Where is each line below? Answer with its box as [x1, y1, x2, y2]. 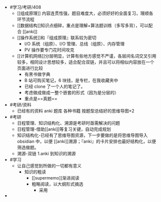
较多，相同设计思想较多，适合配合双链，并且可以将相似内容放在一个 [17, 59, 155, 65]
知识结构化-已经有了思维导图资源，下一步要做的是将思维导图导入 [17, 132, 148, 138]
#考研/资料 [9, 102, 32, 107]
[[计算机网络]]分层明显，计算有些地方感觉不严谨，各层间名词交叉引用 [17, 53, 157, 59]
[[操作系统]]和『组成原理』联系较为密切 [17, 35, 97, 40]
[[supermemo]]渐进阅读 [31, 175, 80, 181]
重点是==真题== [24, 96, 58, 101]
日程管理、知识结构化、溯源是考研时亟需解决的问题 [17, 120, 120, 126]
